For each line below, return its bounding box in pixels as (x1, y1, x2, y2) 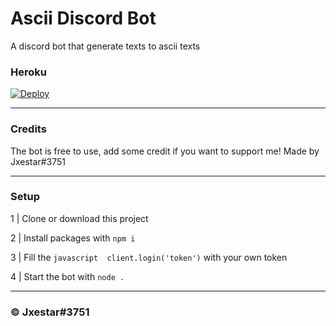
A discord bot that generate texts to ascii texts (10, 40, 201, 52)
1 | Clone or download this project (10, 212, 149, 224)
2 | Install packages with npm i (10, 232, 136, 244)
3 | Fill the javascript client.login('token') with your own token (10, 251, 288, 263)
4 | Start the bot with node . (10, 270, 125, 282)
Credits (10, 122, 47, 136)
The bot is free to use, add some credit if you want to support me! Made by (10, 145, 320, 157)
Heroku (10, 65, 47, 79)
